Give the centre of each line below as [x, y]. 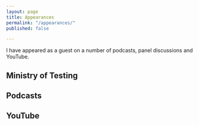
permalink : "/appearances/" [41, 23]
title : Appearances [30, 17]
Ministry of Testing [42, 75]
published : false [28, 28]
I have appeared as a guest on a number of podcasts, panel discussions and [99, 51]
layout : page [22, 12]
